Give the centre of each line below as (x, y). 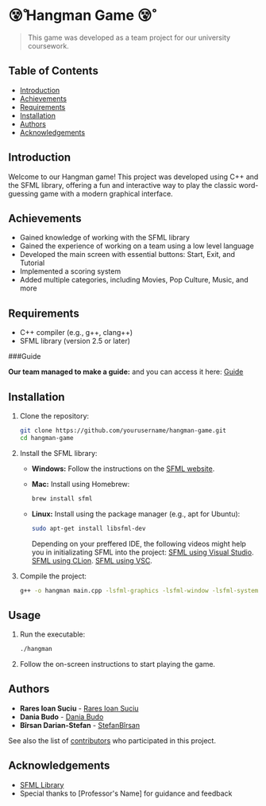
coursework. (48, 45)
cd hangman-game (46, 438)
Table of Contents (54, 71)
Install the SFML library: (58, 453)
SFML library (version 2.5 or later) (75, 341)
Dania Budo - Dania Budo (62, 716)
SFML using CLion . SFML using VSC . (92, 560)
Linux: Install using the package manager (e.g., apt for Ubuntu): (136, 514)
